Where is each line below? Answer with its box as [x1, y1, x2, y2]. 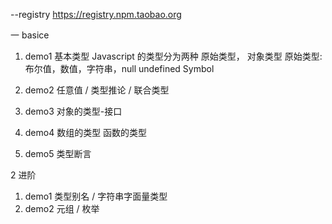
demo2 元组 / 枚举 [24, 203, 100, 214]
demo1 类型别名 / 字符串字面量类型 [24, 190, 168, 202]
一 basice [10, 29, 50, 41]
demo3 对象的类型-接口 [24, 105, 123, 117]
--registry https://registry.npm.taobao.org [10, 9, 182, 20]
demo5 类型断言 [24, 148, 92, 159]
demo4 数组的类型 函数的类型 [24, 127, 148, 138]
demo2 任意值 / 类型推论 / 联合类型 [24, 84, 170, 96]
